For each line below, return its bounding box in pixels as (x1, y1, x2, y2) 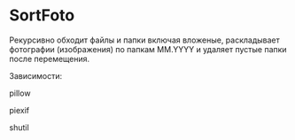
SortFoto (9, 5, 75, 26)
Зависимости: (9, 70, 63, 81)
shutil (9, 121, 29, 133)
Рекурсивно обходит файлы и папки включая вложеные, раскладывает (9, 35, 281, 45)
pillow (9, 88, 31, 98)
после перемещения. (9, 53, 90, 64)
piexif (9, 105, 30, 115)
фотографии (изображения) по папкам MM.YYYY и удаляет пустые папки (9, 43, 287, 54)
